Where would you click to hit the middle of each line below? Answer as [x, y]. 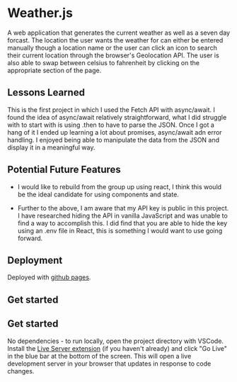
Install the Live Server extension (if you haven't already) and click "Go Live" [117, 348]
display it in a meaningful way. [51, 147]
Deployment [35, 260]
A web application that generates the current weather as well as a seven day [119, 33]
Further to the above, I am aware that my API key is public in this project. [123, 208]
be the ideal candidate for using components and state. [98, 194]
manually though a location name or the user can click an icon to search [112, 47]
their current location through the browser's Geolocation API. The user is [113, 55]
